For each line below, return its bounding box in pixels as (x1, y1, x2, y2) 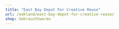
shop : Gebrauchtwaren (5, 16, 51, 21)
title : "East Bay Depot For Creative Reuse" (5, 7, 101, 12)
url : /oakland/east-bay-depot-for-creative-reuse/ (5, 12, 114, 17)
